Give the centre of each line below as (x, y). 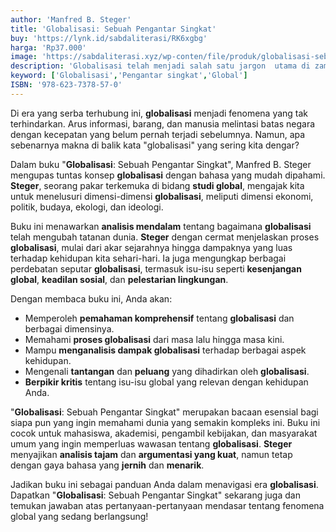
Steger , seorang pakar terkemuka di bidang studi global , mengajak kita (157, 185)
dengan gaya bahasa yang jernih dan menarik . (107, 465)
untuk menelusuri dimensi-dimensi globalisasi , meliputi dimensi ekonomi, (162, 196)
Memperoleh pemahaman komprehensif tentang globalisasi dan (159, 318)
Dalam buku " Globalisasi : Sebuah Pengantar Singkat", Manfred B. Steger (161, 164)
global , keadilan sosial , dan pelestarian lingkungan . (119, 279)
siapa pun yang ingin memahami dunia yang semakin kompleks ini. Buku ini (165, 422)
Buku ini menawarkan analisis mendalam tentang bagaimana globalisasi (161, 226)
